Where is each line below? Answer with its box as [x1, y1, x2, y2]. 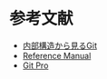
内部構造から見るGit [22, 40, 98, 51]
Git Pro [22, 60, 49, 71]
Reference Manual [22, 50, 92, 61]
